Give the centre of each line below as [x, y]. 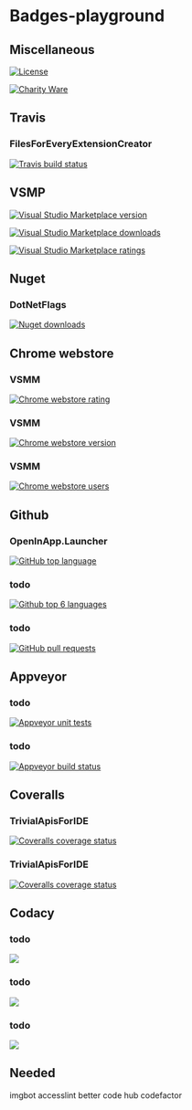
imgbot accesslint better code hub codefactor [96, 1095]
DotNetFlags [38, 304]
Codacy [32, 913]
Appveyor [38, 677]
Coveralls [37, 795]
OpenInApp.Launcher [59, 541]
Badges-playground [87, 16]
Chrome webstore [62, 353]
